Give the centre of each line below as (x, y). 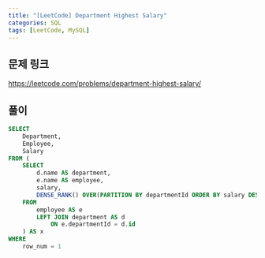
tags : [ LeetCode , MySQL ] (49, 30)
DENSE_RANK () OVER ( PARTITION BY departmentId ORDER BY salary (141, 195)
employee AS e (60, 210)
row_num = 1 (42, 246)
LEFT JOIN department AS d (81, 217)
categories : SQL (35, 23)
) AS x (33, 232)
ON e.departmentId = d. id (93, 224)
